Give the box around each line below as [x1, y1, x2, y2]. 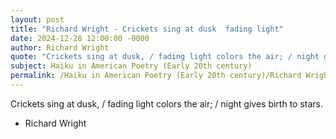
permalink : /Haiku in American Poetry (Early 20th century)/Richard [10, 71, 302, 81]
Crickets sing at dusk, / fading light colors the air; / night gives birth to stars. [10, 97, 324, 110]
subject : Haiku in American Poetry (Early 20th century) [10, 61, 253, 71]
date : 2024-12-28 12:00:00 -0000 [10, 33, 150, 43]
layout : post [10, 14, 65, 25]
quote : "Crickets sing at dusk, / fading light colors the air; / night [10, 52, 320, 62]
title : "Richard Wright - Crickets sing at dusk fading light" [10, 24, 284, 34]
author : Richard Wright [10, 42, 110, 53]
